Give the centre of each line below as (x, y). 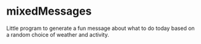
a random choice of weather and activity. (58, 34)
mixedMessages (49, 11)
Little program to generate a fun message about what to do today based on (100, 28)
